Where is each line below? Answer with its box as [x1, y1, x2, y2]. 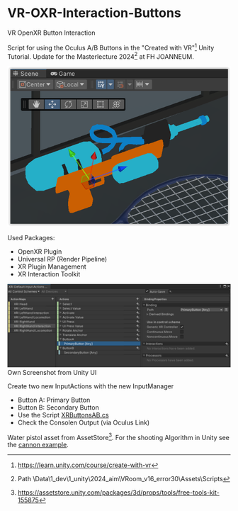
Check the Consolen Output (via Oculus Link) [17, 418, 150, 427]
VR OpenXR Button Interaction [7, 28, 96, 37]
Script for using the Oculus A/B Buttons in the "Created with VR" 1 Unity [7, 42, 215, 52]
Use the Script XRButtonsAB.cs [17, 410, 109, 419]
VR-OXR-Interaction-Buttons [7, 5, 182, 21]
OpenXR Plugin [17, 247, 62, 256]
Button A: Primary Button [17, 395, 91, 404]
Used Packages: [7, 233, 55, 242]
